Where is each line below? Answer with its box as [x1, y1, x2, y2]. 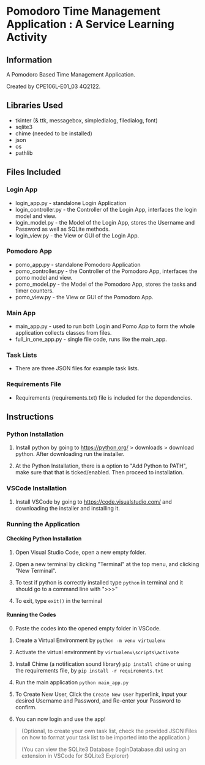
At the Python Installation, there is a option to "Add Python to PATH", [15, 462, 187, 469]
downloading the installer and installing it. [15, 504, 121, 512]
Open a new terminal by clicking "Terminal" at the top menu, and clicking [15, 560, 199, 567]
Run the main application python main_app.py [15, 679, 129, 686]
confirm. [15, 704, 37, 711]
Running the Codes [6, 611, 56, 619]
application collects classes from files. [15, 329, 112, 337]
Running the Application [6, 520, 80, 528]
